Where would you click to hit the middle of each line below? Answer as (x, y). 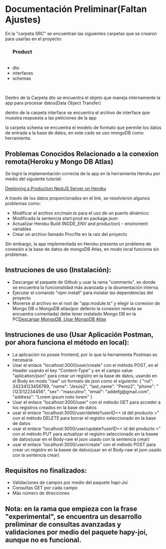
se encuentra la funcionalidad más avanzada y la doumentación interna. (86, 287)
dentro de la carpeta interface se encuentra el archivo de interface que (78, 112)
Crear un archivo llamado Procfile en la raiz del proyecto (70, 234)
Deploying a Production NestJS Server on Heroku (56, 189)
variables (22, 229)
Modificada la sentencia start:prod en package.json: (65, 219)
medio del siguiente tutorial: (33, 179)
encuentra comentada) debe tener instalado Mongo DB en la (74, 314)
